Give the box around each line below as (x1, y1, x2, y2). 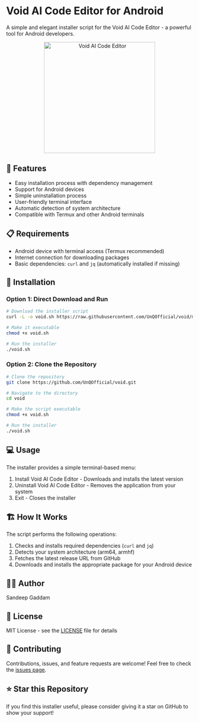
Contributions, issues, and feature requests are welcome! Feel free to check (6, 660, 191, 667)
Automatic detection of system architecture (14, 205, 121, 212)
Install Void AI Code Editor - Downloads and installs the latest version (14, 475, 184, 483)
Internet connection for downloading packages (14, 254, 130, 261)
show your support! (6, 709, 54, 716)
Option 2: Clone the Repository (6, 360, 97, 369)
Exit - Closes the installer (14, 494, 76, 501)
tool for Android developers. (6, 30, 75, 37)
